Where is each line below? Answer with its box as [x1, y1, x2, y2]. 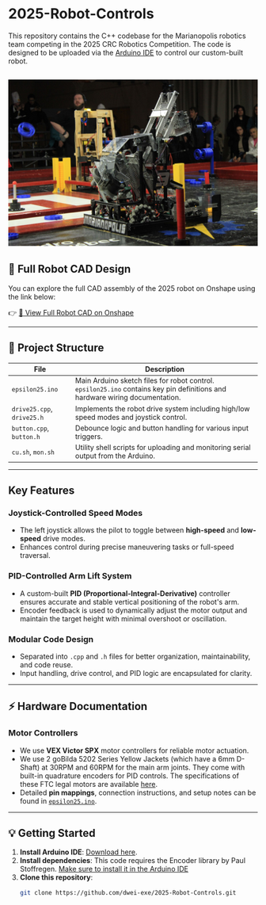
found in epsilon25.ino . [19, 796, 97, 805]
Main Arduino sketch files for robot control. [74, 376, 215, 385]
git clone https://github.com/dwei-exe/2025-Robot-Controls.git [19, 889, 237, 897]
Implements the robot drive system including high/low [74, 403, 250, 413]
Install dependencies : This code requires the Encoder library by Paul [19, 856, 246, 865]
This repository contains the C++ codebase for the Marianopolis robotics [8, 31, 247, 40]
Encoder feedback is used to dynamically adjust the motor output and [19, 605, 248, 615]
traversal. [19, 551, 51, 560]
